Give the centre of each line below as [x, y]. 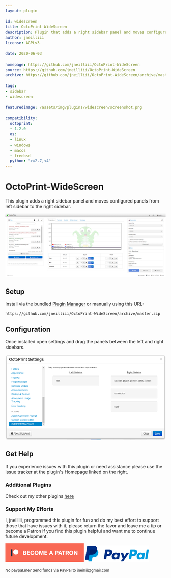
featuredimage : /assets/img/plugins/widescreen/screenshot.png [74, 107]
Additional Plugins [28, 485]
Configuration [28, 329]
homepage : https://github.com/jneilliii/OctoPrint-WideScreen [73, 64]
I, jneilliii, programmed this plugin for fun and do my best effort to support [82, 520]
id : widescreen [21, 21]
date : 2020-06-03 [24, 53]
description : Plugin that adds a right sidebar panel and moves [75, 32]
